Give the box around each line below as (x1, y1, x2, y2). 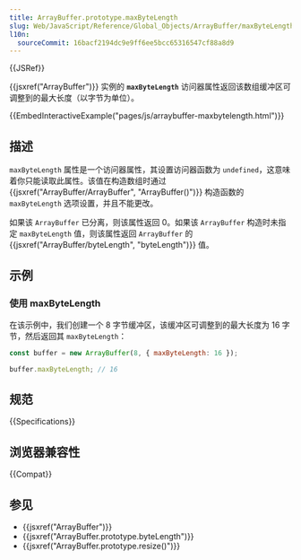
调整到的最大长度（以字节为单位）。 (9, 92, 139, 103)
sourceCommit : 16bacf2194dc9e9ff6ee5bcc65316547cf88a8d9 (17, 38, 235, 48)
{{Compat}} (9, 468, 52, 480)
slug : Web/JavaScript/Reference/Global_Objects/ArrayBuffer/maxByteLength (9, 22, 295, 31)
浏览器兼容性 (9, 444, 81, 459)
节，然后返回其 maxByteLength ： (9, 330, 127, 341)
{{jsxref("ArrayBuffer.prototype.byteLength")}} (21, 530, 194, 541)
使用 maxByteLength (9, 297, 101, 310)
